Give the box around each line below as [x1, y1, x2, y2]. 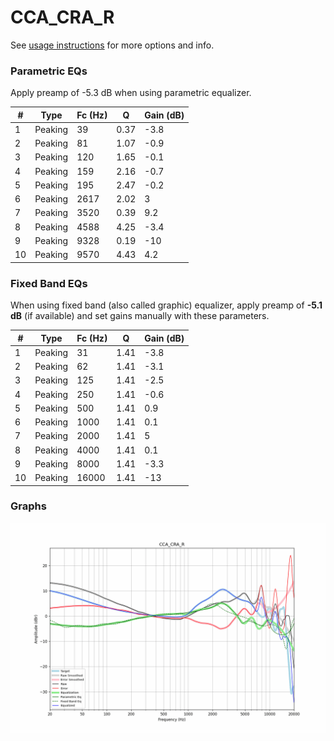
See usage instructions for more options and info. [10, 39, 215, 51]
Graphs [10, 499, 47, 513]
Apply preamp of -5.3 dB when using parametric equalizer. [10, 87, 252, 99]
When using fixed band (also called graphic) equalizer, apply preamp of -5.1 [10, 299, 323, 311]
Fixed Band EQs [10, 276, 88, 290]
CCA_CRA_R [10, 6, 115, 29]
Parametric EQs [10, 64, 88, 78]
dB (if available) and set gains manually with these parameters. [10, 310, 270, 322]
